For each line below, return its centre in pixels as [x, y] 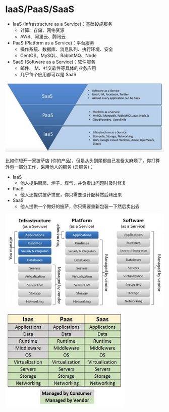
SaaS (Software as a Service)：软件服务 [54, 62]
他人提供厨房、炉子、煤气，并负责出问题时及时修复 [73, 183]
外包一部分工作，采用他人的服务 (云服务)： [50, 167]
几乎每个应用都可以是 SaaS [48, 74]
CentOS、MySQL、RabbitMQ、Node [58, 55]
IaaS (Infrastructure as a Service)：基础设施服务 [62, 24]
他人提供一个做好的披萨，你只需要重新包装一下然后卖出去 [80, 207]
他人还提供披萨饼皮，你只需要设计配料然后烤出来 [71, 195]
